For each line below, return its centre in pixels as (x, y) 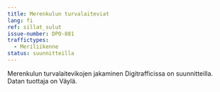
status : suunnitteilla (41, 54)
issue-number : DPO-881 (41, 34)
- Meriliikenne (36, 47)
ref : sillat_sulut (34, 27)
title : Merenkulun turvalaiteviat (59, 14)
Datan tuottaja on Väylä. (42, 81)
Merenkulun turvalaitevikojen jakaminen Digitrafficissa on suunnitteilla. (110, 73)
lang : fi (20, 21)
